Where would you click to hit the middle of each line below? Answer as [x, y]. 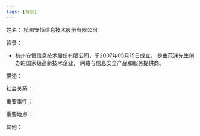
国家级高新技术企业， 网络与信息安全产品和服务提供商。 [95, 63]
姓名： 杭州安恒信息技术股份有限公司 [52, 29]
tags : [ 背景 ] [22, 12]
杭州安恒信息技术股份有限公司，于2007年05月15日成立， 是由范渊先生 [102, 55]
